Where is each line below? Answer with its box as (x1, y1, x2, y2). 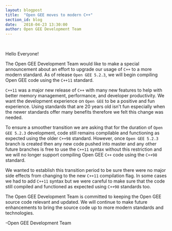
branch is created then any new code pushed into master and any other (5, 141, 157, 147)
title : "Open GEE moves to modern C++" (5, 12, 93, 17)
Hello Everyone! (5, 51, 39, 57)
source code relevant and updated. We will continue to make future (5, 199, 148, 205)
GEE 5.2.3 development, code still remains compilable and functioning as (5, 130, 160, 136)
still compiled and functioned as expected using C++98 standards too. (5, 184, 151, 190)
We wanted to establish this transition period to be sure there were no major (5, 167, 166, 173)
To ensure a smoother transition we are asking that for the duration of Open (5, 125, 163, 131)
